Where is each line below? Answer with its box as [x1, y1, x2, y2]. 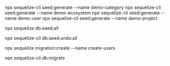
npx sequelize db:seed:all [5, 25, 59, 31]
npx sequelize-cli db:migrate [5, 55, 65, 61]
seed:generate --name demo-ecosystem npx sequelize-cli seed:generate [5, 10, 160, 16]
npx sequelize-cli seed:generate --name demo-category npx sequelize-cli [5, 5, 161, 10]
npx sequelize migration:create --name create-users [5, 45, 116, 51]
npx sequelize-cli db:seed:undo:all [5, 35, 77, 41]
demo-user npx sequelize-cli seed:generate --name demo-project [17, 15, 158, 21]
